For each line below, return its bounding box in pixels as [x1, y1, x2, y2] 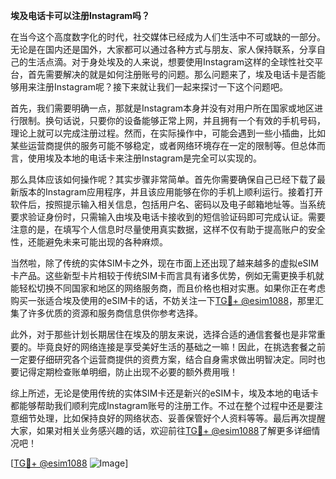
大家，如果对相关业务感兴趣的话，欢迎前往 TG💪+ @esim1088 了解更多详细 [10, 425, 312, 436]
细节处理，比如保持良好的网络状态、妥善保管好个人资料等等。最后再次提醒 [18, 412, 326, 424]
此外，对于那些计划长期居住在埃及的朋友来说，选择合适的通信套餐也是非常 [10, 329, 317, 340]
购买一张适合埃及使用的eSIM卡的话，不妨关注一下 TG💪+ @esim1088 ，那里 [10, 295, 316, 306]
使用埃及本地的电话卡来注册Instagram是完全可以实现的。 [27, 152, 262, 164]
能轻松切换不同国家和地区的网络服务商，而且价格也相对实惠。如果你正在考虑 [10, 282, 326, 294]
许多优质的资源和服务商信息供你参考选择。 [27, 307, 203, 319]
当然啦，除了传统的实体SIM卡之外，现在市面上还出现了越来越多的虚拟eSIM [10, 257, 319, 269]
